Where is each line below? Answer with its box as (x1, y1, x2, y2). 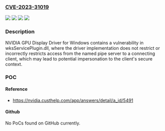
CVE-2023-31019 (5, 4, 49, 11)
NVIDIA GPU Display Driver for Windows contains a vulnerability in (5, 39, 144, 46)
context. (5, 61, 23, 67)
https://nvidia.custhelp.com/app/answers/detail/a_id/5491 (12, 97, 134, 103)
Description (5, 28, 35, 35)
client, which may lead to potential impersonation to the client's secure (5, 55, 153, 61)
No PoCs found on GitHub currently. (5, 120, 80, 126)
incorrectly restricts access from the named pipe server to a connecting (5, 50, 155, 56)
